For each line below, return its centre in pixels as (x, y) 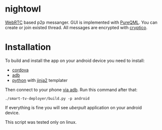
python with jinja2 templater (40, 80)
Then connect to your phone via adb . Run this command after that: (71, 89)
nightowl (23, 9)
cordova (20, 70)
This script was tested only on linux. (41, 122)
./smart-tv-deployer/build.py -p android (47, 98)
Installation (28, 47)
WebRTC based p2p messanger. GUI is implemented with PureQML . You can (81, 22)
